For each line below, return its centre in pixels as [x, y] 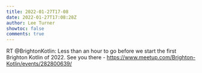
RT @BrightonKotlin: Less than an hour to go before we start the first [91, 51]
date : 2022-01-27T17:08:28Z [42, 17]
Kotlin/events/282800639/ [39, 64]
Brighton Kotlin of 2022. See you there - [56, 57]
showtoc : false [25, 28]
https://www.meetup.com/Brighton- [151, 57]
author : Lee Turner [31, 23]
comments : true [25, 34]
